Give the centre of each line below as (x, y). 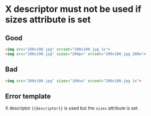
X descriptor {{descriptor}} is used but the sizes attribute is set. (72, 108)
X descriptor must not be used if (73, 9)
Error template (28, 96)
